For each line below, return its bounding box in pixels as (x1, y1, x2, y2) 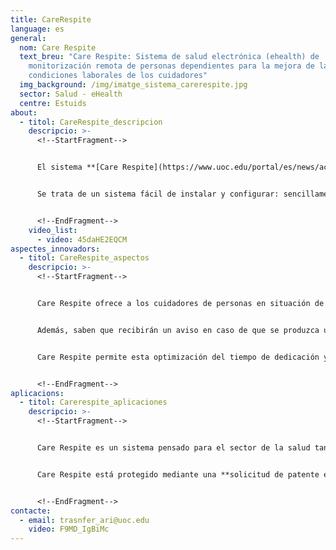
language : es (10, 24, 65, 34)
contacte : (10, 506, 52, 516)
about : (10, 107, 38, 118)
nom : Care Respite (19, 42, 97, 53)
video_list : (28, 225, 78, 235)
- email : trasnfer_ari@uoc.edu (19, 515, 150, 525)
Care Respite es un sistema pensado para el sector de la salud (36, 443, 311, 453)
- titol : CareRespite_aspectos (19, 253, 150, 263)
